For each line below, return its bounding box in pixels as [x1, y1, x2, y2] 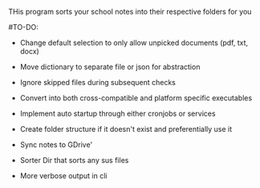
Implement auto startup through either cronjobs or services [19, 108, 216, 118]
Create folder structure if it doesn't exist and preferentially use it [19, 125, 233, 133]
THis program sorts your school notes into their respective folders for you [8, 7, 252, 16]
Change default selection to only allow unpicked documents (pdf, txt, [19, 38, 249, 47]
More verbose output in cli [19, 171, 108, 180]
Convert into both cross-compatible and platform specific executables [19, 93, 253, 103]
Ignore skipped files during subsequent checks [19, 78, 177, 87]
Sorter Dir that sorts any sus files [19, 156, 129, 165]
